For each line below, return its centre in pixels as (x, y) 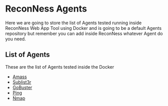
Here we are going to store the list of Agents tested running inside (73, 23)
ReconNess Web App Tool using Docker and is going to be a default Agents (83, 28)
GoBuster (22, 87)
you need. (16, 39)
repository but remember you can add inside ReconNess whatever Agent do (84, 33)
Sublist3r (22, 82)
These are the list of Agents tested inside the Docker (60, 67)
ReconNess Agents (46, 9)
